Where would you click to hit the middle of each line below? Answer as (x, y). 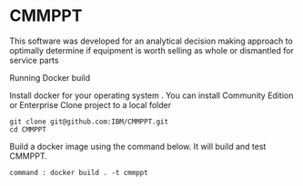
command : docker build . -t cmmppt (79, 172)
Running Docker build (50, 77)
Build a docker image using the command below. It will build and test (138, 146)
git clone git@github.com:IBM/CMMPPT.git (89, 122)
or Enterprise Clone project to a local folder (90, 104)
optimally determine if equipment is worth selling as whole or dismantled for (151, 50)
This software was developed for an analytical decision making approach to (151, 41)
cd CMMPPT (28, 129)
